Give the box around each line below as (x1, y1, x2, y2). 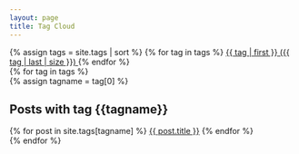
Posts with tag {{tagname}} (9, 101, 169, 117)
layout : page (9, 13, 59, 23)
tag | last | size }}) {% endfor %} (9, 56, 130, 67)
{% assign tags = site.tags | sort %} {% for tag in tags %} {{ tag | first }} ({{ (9, 46, 290, 57)
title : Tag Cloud (9, 22, 75, 31)
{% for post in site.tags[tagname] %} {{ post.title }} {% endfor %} (9, 126, 254, 137)
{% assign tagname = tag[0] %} (9, 75, 129, 86)
